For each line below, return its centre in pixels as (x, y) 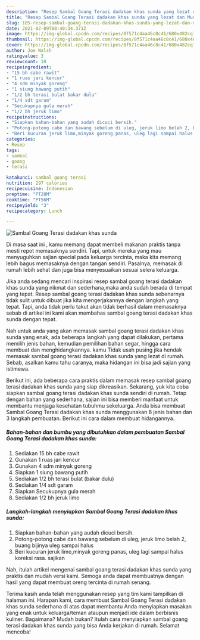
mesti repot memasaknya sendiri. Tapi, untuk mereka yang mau (84, 251)
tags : (13, 150)
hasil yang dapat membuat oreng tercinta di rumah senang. (79, 582)
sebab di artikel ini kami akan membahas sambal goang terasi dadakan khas (99, 313)
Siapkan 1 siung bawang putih (51, 473)
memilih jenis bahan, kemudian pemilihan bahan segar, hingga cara (88, 344)
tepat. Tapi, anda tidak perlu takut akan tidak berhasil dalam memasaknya (96, 307)
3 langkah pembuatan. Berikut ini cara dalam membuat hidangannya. (90, 418)
